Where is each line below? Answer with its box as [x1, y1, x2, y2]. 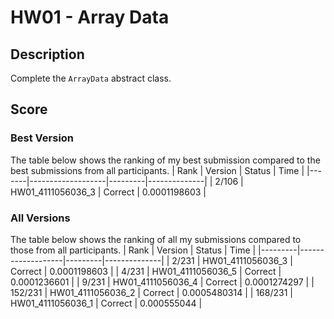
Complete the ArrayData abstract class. [10, 72, 172, 84]
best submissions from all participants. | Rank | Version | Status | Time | [10, 164, 305, 176]
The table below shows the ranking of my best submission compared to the [10, 154, 321, 166]
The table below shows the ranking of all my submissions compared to [10, 233, 302, 245]
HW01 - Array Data [10, 6, 170, 29]
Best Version [10, 131, 75, 145]
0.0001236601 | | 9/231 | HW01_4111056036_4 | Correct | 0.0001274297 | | [10, 276, 315, 288]
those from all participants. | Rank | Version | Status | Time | [10, 244, 257, 256]
